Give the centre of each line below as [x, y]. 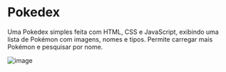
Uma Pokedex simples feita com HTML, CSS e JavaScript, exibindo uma [113, 32]
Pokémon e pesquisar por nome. [55, 47]
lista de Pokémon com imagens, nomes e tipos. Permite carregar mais [110, 39]
